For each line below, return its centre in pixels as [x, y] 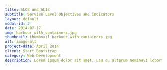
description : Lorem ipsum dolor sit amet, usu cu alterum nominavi [77, 60]
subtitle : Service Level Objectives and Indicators [60, 14]
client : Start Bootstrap [31, 51]
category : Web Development [33, 55]
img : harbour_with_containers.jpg [41, 33]
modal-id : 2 [17, 23]
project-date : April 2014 [32, 46]
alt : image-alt [21, 42]
